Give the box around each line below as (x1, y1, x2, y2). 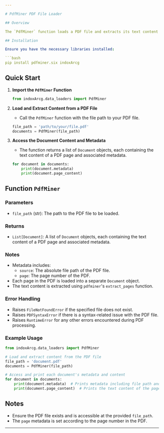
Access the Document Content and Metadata (12, 138, 106, 144)
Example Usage (5, 334, 43, 341)
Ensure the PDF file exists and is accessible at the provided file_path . (12, 412, 154, 418)
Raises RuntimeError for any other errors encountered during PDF (12, 317, 144, 323)
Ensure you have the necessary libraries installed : (5, 47, 115, 52)
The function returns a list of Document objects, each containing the (19, 147, 154, 153)
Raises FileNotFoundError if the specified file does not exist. (12, 306, 133, 312)
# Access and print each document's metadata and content (5, 372, 125, 378)
